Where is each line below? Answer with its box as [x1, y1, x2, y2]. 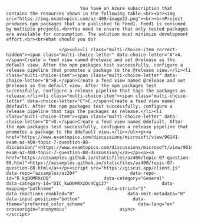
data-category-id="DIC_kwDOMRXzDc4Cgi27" [6, 181, 110, 187]
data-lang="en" [137, 201, 176, 207]
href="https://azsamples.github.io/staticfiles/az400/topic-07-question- [6, 155, 192, 161]
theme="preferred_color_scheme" [6, 201, 85, 207]
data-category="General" [103, 175, 165, 181]
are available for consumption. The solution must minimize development [6, 31, 189, 37]
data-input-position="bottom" [6, 196, 81, 202]
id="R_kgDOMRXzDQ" [6, 175, 51, 181]
